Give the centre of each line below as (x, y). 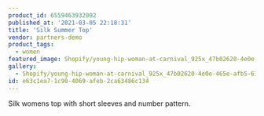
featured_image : (35, 60)
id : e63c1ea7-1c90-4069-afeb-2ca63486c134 (79, 81)
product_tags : (31, 45)
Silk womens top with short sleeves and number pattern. (99, 103)
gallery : (22, 67)
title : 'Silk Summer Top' (50, 30)
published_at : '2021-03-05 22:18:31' (70, 23)
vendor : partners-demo (45, 37)
